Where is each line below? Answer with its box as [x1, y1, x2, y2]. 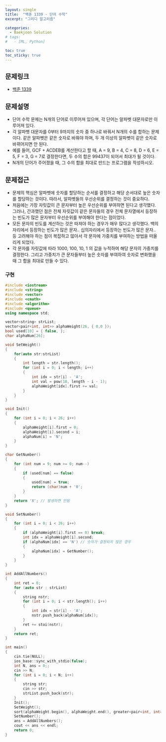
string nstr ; [23, 594, 50, 599]
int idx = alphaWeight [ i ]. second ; [23, 535, 94, 540]
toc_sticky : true [5, 53, 41, 57]
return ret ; [14, 631, 39, 636]
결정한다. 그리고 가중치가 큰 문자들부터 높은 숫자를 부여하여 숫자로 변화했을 [12, 252, 157, 258]
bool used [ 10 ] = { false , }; [5, 329, 65, 334]
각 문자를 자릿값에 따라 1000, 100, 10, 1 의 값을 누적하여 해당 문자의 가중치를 [12, 246, 159, 252]
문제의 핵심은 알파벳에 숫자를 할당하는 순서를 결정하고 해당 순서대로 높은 [12, 190, 151, 196]
